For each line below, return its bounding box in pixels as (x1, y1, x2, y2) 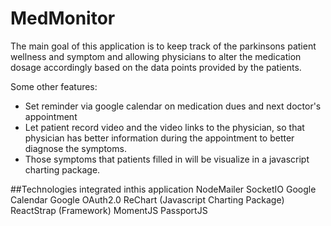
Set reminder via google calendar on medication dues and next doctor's (24, 100, 322, 112)
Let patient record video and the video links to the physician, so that (24, 121, 305, 133)
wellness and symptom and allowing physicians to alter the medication (10, 50, 302, 62)
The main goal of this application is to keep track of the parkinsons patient (10, 40, 317, 52)
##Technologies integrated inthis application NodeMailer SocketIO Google (10, 183, 317, 195)
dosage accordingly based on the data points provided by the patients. (10, 61, 302, 73)
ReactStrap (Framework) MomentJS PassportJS (10, 204, 208, 216)
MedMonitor (10, 7, 116, 30)
